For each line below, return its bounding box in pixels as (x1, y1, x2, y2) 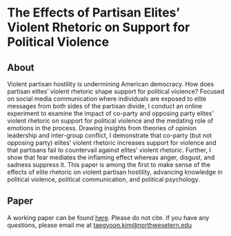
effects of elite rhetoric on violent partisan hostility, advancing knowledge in (7, 168, 223, 176)
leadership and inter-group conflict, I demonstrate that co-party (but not (7, 131, 212, 139)
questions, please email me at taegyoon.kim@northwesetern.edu (7, 221, 192, 229)
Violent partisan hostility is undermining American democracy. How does (7, 80, 214, 88)
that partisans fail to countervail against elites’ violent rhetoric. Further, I (7, 146, 212, 154)
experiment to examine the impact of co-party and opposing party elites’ (7, 109, 214, 117)
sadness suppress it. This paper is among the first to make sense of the (7, 161, 211, 168)
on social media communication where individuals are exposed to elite (7, 95, 207, 103)
